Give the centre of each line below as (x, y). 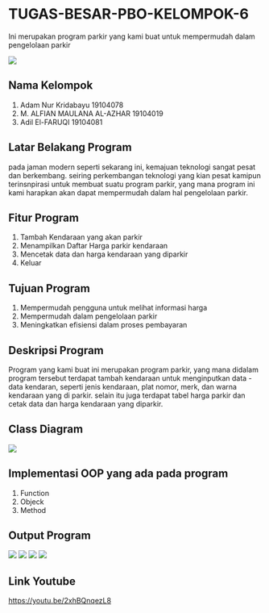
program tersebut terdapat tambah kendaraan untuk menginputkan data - (130, 378)
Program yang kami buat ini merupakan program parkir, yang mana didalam (134, 369)
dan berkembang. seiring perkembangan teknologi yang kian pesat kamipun (135, 175)
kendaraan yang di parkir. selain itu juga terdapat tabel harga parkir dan (127, 395)
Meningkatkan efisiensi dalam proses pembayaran (103, 325)
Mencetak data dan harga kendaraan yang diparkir (104, 254)
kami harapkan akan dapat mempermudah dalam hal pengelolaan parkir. (128, 192)
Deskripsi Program (56, 350)
